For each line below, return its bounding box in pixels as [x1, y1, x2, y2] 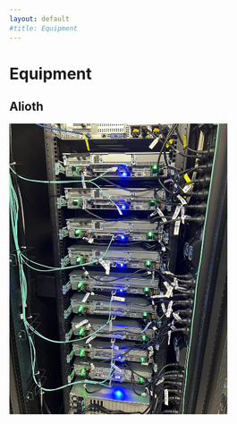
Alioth [9, 99, 44, 114]
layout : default [9, 14, 70, 23]
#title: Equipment [9, 23, 78, 33]
